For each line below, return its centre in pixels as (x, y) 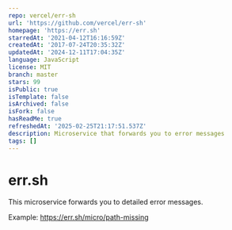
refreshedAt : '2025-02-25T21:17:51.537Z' (78, 126)
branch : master (33, 75)
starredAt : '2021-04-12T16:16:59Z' (67, 38)
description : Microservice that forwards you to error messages (116, 133)
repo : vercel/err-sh (42, 15)
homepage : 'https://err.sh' (55, 30)
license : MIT (30, 67)
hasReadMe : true (35, 119)
